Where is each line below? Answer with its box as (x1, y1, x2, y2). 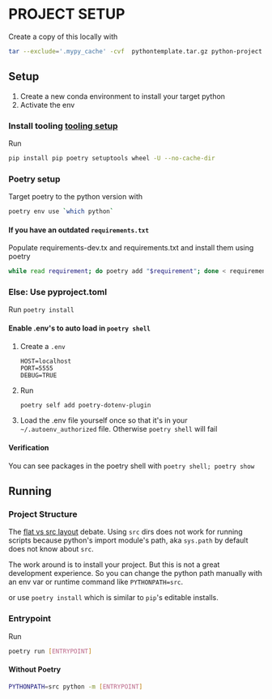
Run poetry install (8, 305, 74, 314)
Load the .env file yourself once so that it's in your (19, 416, 188, 425)
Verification (8, 443, 49, 453)
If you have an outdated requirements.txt (8, 224, 150, 235)
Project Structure (8, 508, 78, 519)
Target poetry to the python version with (8, 192, 143, 202)
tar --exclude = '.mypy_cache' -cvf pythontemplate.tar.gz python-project (8, 47, 263, 55)
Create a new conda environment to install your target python (19, 91, 225, 101)
